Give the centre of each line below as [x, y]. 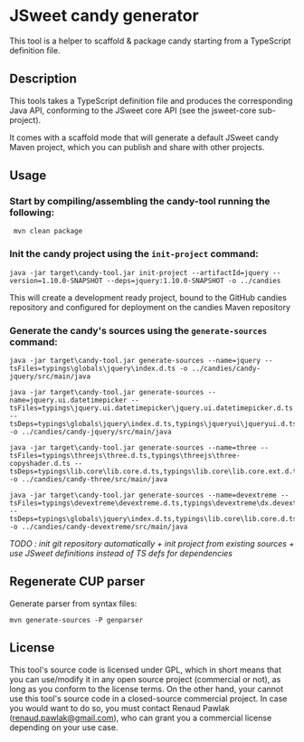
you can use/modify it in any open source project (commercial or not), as [145, 679]
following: [32, 213]
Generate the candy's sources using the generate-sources [138, 330]
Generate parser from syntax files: [73, 604]
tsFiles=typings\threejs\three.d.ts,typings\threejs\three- [125, 456]
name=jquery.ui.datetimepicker [68, 400]
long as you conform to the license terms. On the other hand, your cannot [147, 689]
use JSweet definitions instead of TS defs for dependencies [121, 554]
